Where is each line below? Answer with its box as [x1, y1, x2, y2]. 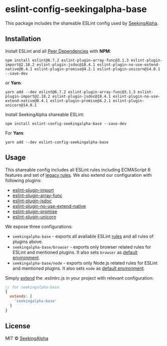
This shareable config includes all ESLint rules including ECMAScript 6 [5, 167, 151, 173]
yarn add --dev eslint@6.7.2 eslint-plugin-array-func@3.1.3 [5, 89, 136, 94]
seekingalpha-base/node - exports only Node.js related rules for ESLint [12, 260, 158, 266]
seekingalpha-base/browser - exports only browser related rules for [12, 244, 151, 250]
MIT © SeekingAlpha [5, 335, 49, 341]
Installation [5, 35, 41, 43]
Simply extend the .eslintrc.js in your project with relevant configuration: [5, 275, 154, 281]
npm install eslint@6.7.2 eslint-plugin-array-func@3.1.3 [5, 58, 129, 63]
